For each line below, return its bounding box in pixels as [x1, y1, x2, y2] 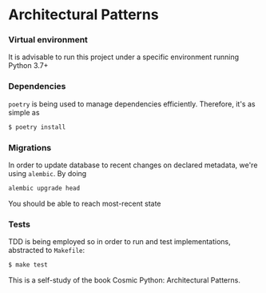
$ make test [8, 261, 48, 269]
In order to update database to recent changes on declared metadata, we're [8, 160, 258, 170]
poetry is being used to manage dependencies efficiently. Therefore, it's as [8, 98, 256, 109]
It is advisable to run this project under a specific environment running [8, 52, 240, 62]
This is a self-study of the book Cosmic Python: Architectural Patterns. [8, 275, 241, 285]
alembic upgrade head [8, 184, 81, 192]
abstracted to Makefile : [8, 246, 85, 255]
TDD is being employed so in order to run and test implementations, [8, 237, 232, 247]
